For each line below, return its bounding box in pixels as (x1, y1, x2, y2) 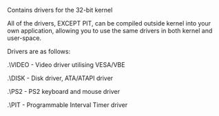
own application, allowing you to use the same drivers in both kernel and (7, 27, 213, 35)
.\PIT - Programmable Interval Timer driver (7, 101, 128, 109)
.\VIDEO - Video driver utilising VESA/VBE (7, 61, 125, 68)
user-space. (7, 34, 42, 42)
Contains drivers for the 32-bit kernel (7, 6, 113, 14)
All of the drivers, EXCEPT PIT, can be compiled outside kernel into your (7, 19, 211, 27)
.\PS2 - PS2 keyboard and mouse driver (7, 88, 121, 95)
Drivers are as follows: (7, 48, 71, 55)
